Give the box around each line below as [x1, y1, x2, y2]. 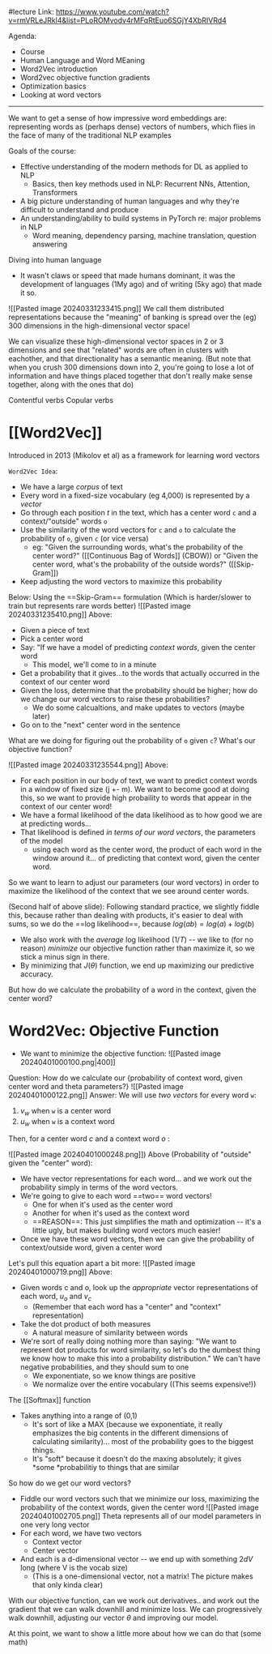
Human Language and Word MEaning [19, 56, 146, 65]
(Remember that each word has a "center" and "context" [32, 1302, 222, 1312]
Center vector [32, 1545, 79, 1555]
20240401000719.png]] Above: [8, 1267, 113, 1277]
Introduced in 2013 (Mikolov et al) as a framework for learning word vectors [8, 450, 261, 460]
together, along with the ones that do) [8, 380, 134, 389]
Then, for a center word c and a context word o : [8, 1134, 170, 1143]
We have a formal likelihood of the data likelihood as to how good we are [19, 810, 263, 819]
